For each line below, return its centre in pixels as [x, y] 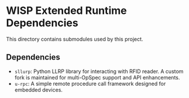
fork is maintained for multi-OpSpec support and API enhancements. [97, 77]
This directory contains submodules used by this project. [75, 39]
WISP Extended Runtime [66, 11]
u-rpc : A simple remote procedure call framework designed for [90, 84]
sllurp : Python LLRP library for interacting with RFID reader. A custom [99, 71]
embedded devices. [39, 90]
